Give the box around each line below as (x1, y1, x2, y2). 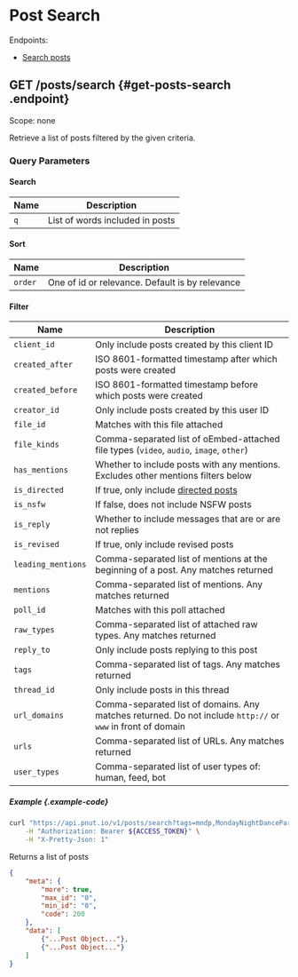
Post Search (9, 5, 100, 26)
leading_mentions (13, 560, 87, 569)
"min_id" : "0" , (41, 902, 98, 910)
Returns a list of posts (9, 851, 90, 862)
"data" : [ (25, 926, 62, 935)
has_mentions (13, 465, 69, 475)
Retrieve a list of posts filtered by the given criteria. (9, 132, 196, 143)
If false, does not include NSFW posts (94, 498, 252, 511)
